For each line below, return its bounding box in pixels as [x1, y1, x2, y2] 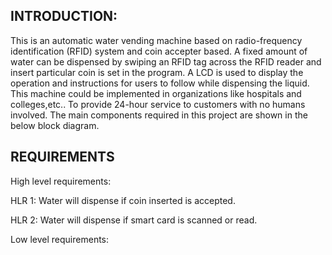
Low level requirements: [10, 233, 110, 245]
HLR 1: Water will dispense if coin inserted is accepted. [10, 194, 236, 206]
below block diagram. [10, 119, 100, 131]
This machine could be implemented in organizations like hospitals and [10, 87, 302, 99]
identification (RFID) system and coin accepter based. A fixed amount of [10, 45, 308, 57]
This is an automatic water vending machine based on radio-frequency [10, 34, 303, 46]
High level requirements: [10, 175, 112, 187]
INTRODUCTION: [10, 8, 118, 25]
